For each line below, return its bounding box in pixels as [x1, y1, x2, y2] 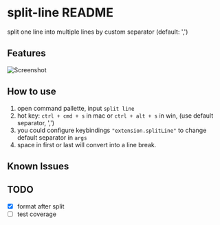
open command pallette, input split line [16, 104, 135, 112]
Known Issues [7, 160, 69, 172]
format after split [16, 202, 65, 211]
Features [7, 47, 46, 59]
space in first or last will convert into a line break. [16, 140, 157, 149]
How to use [7, 86, 56, 98]
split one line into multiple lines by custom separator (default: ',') [7, 28, 188, 36]
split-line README [7, 5, 113, 21]
